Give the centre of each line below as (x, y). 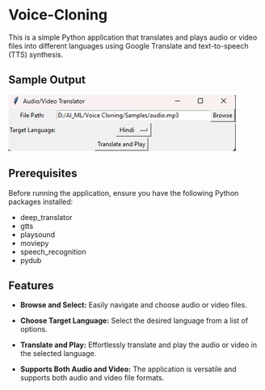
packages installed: (41, 201)
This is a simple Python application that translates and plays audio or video (133, 37)
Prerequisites (43, 174)
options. (34, 329)
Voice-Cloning (58, 15)
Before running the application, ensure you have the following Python (124, 193)
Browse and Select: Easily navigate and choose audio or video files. (134, 305)
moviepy (34, 243)
